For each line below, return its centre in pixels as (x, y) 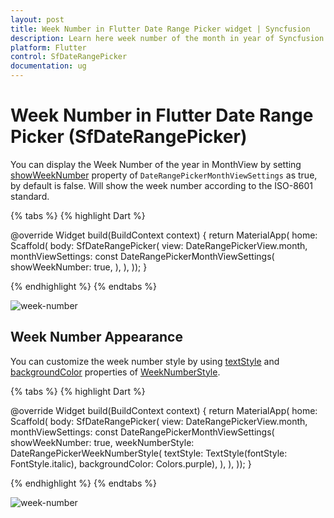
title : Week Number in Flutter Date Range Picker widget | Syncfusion (160, 29)
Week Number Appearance (96, 337)
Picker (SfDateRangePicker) (129, 137)
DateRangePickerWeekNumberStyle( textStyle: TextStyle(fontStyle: (149, 453)
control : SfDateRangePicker (69, 57)
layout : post (37, 19)
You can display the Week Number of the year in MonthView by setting (156, 164)
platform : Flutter (48, 47)
